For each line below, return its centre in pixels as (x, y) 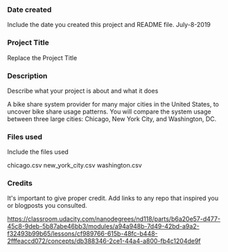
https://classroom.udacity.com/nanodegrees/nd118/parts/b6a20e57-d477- (114, 219)
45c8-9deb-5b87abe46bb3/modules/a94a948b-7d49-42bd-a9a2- (103, 226)
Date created (29, 10)
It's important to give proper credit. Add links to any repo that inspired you (113, 198)
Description (27, 75)
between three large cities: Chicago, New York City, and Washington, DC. (112, 118)
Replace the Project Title (42, 57)
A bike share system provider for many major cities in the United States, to (113, 104)
